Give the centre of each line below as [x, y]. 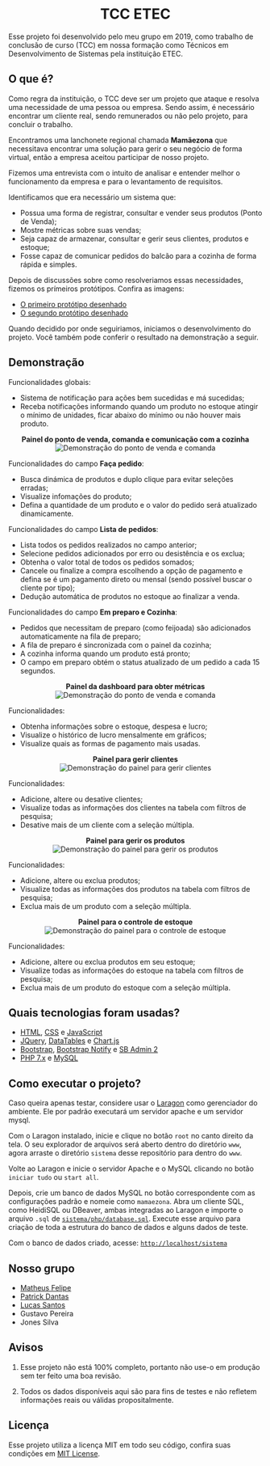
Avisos [26, 1348]
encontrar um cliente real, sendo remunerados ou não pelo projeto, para [128, 116]
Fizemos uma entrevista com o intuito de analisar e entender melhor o [124, 173]
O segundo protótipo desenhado [74, 313]
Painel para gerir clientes [135, 759]
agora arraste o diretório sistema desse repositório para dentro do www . [125, 1153]
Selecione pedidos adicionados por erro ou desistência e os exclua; [133, 553]
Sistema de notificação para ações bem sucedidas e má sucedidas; [132, 398]
